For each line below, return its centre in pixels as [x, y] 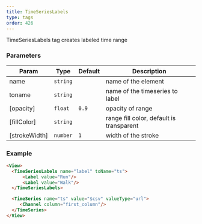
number [63, 135]
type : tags [20, 17]
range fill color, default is [141, 118]
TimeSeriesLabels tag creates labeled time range [67, 40]
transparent [122, 126]
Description [149, 71]
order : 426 [20, 23]
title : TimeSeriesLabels [37, 12]
